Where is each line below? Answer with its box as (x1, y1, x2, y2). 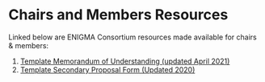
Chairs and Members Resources (8, 6, 229, 24)
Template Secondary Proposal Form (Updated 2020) (19, 64, 196, 74)
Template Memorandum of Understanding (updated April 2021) (19, 56, 230, 66)
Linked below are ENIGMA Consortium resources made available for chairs (8, 32, 257, 42)
